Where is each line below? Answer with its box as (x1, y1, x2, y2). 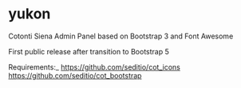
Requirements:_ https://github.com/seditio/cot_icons (8, 62, 181, 72)
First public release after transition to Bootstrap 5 (8, 46, 170, 56)
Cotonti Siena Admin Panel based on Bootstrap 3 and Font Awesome (8, 31, 234, 41)
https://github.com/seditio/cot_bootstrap (8, 70, 142, 80)
